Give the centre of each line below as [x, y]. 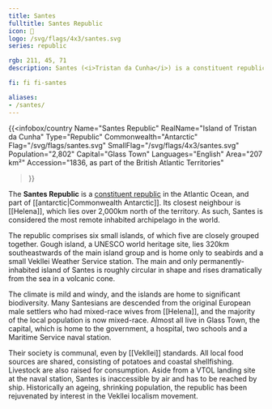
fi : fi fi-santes [38, 83]
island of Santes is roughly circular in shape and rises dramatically [151, 270]
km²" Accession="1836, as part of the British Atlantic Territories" [116, 162]
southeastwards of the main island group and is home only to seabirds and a [136, 253]
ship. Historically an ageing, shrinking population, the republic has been [128, 387]
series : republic [38, 46]
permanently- [221, 261]
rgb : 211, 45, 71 [38, 61]
